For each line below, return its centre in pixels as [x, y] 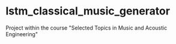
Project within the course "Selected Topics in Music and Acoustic [86, 28]
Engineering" [22, 34]
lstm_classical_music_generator [88, 11]
